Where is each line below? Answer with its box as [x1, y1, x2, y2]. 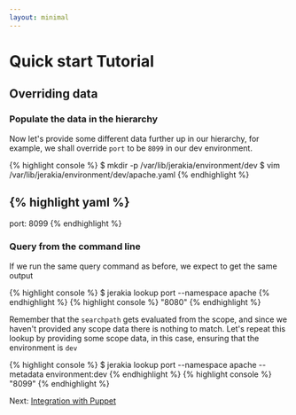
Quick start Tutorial [9, 51, 155, 71]
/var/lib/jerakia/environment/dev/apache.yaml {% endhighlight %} [9, 169, 250, 180]
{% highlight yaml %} [9, 194, 130, 209]
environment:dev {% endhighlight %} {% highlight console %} [45, 369, 272, 380]
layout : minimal [9, 12, 69, 22]
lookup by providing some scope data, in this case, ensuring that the [9, 333, 260, 343]
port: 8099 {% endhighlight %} [9, 218, 122, 229]
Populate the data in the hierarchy [9, 113, 158, 125]
